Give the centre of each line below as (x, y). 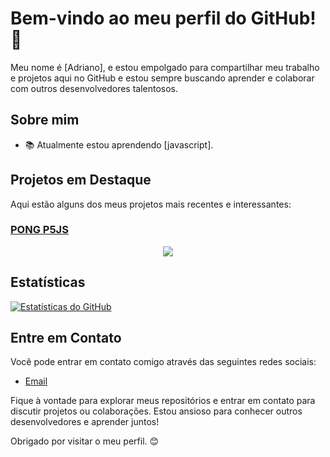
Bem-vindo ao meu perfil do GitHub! (163, 18)
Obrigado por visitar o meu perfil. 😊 (85, 441)
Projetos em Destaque (81, 180)
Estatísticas (48, 282)
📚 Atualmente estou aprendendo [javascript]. (119, 144)
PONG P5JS (39, 230)
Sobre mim (45, 120)
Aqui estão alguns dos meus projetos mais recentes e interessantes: (151, 204)
